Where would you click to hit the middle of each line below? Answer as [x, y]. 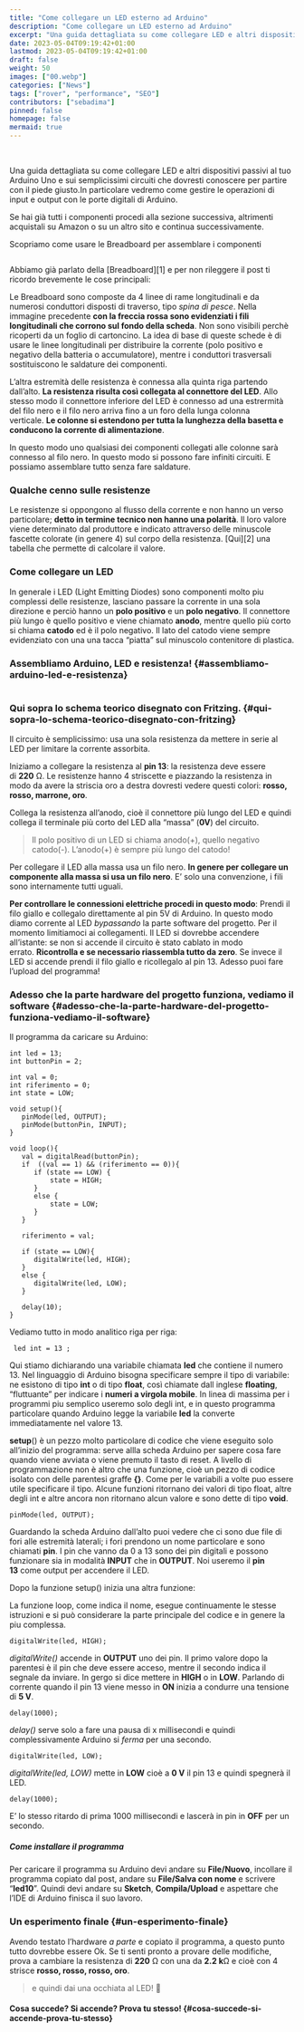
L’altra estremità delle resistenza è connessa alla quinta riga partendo [139, 382]
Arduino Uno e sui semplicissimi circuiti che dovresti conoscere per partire [148, 180]
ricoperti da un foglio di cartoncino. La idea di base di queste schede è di [146, 335]
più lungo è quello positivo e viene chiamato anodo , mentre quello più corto [150, 621]
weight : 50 [30, 69]
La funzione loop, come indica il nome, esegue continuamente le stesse [143, 1605]
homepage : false [40, 119]
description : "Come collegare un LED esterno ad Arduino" [121, 26]
